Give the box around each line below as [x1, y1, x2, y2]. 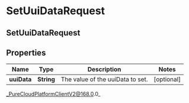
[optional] [153, 75, 181, 83]
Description [87, 65, 121, 73]
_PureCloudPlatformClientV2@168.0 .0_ [6, 91, 101, 98]
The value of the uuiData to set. [60, 75, 148, 83]
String [37, 75, 55, 83]
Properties [6, 47, 46, 57]
